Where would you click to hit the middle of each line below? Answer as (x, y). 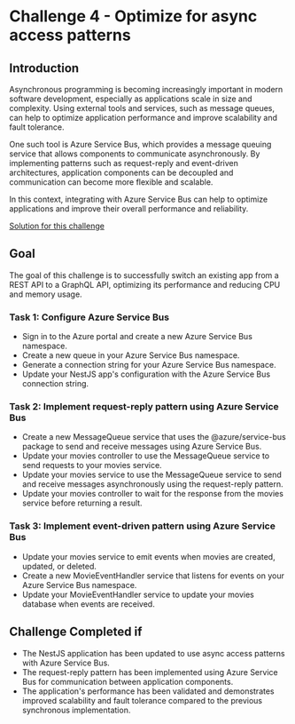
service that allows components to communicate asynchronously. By (135, 154)
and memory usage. (46, 294)
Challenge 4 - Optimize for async (133, 16)
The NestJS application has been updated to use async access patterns (153, 653)
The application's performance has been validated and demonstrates (148, 691)
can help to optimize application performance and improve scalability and (143, 118)
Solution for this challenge (57, 226)
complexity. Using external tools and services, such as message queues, (142, 108)
